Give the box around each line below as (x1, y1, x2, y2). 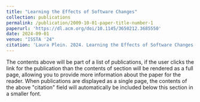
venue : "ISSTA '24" (6, 36, 55, 42)
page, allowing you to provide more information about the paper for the (6, 71, 181, 78)
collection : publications (6, 14, 70, 20)
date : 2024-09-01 (6, 31, 50, 37)
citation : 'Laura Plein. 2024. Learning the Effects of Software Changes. (6, 42, 196, 48)
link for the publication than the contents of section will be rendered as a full (6, 64, 193, 72)
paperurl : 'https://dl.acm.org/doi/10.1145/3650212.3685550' (6, 25, 162, 32)
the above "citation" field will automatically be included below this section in (6, 84, 193, 91)
